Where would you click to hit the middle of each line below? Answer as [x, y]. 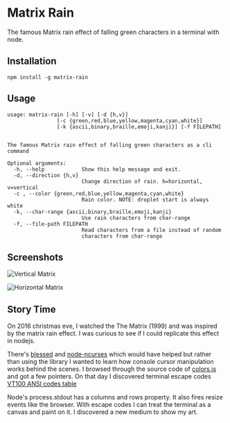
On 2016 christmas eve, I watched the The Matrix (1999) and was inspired [112, 326]
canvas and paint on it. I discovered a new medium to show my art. [103, 412]
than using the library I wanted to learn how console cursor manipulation [110, 362]
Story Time [32, 309]
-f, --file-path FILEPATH [51, 224]
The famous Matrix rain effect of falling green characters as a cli [110, 145]
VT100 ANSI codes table [42, 384]
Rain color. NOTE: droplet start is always [145, 199]
